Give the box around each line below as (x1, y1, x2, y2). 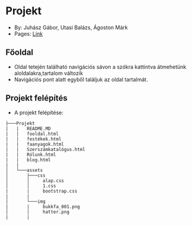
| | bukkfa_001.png (5, 203, 81, 209)
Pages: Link (14, 30, 43, 37)
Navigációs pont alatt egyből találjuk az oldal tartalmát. (14, 76, 148, 83)
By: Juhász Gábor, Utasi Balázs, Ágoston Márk (14, 24, 128, 31)
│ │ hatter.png (5, 209, 69, 215)
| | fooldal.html (5, 131, 59, 137)
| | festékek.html (5, 136, 62, 142)
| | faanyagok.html (5, 141, 65, 147)
